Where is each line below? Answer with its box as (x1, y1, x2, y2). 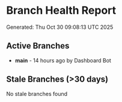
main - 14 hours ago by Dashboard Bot (14, 56, 111, 64)
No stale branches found (6, 90, 68, 97)
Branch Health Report (6, 4, 117, 17)
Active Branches (6, 41, 70, 51)
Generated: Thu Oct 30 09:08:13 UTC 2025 (6, 23, 114, 31)
